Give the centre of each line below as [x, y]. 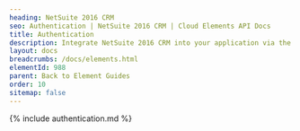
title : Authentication [52, 34]
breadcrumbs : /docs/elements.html [74, 59]
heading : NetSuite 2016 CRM [62, 17]
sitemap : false [38, 92]
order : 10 [28, 84]
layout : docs [34, 51]
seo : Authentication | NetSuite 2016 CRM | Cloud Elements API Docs [140, 26]
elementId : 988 [38, 68]
